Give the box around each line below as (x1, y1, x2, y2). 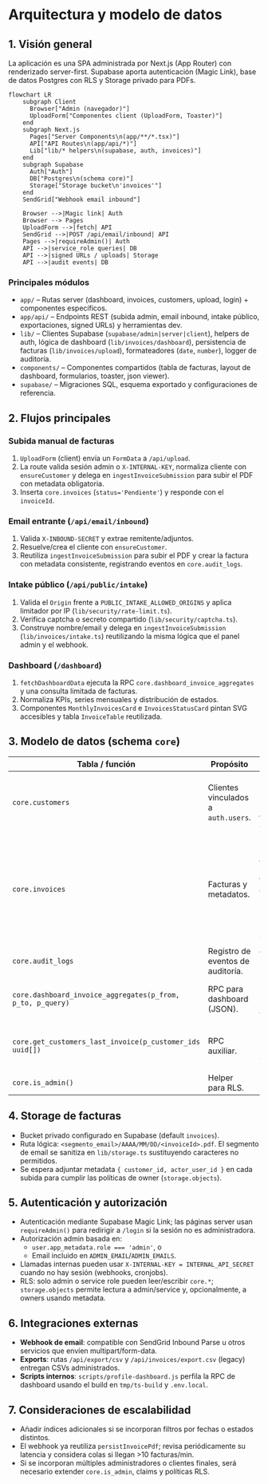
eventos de (207, 955, 250, 966)
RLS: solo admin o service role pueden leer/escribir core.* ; (19, 1277, 214, 1286)
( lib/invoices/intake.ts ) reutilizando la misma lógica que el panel (19, 631, 240, 641)
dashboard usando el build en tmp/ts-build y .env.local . (19, 1380, 209, 1390)
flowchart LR (8, 91, 52, 99)
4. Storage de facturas (8, 1109, 122, 1123)
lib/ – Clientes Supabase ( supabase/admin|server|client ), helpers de (19, 329, 250, 338)
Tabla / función (77, 758, 136, 769)
